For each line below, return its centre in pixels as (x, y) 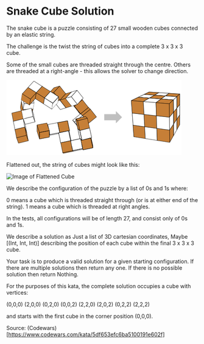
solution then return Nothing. (43, 274)
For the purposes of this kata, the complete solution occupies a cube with (99, 286)
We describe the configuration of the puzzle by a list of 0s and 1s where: (97, 188)
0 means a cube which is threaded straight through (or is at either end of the (102, 200)
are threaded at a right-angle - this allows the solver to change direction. (97, 71)
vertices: (17, 292)
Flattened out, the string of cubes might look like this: (73, 164)
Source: (16, 328)
